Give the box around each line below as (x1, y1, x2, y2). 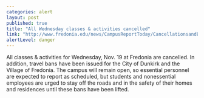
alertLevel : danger (6, 37, 56, 43)
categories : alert (6, 8, 53, 15)
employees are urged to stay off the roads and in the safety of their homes (6, 79, 192, 87)
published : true (6, 20, 47, 26)
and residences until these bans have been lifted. (6, 86, 129, 93)
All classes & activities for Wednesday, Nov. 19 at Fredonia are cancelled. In (6, 54, 195, 60)
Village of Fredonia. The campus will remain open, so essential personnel (6, 67, 189, 73)
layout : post (6, 15, 39, 21)
